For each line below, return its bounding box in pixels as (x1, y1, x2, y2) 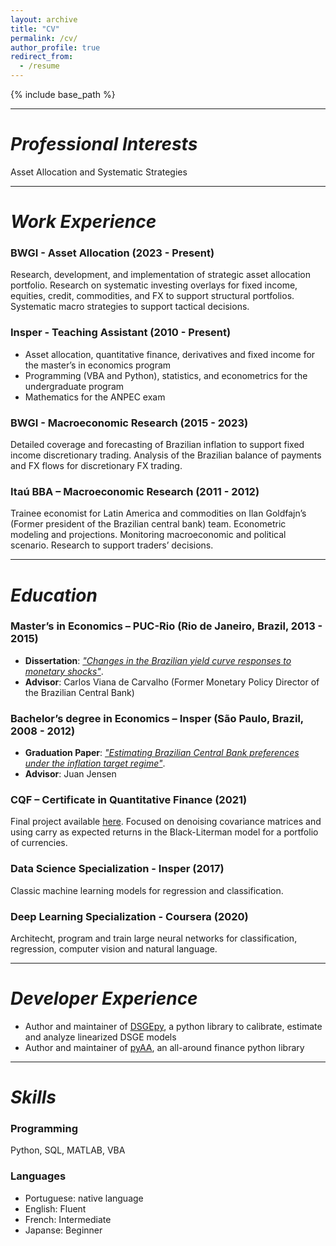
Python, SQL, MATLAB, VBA (10, 1144, 126, 1156)
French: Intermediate (24, 1213, 112, 1225)
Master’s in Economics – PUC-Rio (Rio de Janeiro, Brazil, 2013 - (10, 619, 323, 633)
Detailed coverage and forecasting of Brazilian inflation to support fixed (10, 439, 305, 451)
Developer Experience (10, 987, 198, 1010)
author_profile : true (10, 42, 101, 53)
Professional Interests (10, 133, 198, 156)
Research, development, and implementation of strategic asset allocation (10, 269, 311, 281)
